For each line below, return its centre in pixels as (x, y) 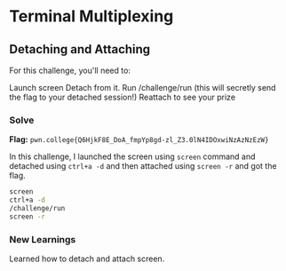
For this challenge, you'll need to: (70, 70)
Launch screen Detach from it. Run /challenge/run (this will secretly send (143, 88)
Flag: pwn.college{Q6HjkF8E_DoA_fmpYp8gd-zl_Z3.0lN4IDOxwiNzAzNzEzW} (139, 139)
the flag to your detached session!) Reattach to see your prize (123, 97)
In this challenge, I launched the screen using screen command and (132, 156)
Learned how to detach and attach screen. (87, 259)
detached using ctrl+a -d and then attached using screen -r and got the (143, 166)
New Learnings (43, 239)
